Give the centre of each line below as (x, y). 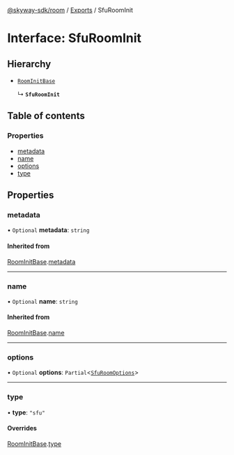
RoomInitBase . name (36, 333)
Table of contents (46, 116)
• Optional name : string (42, 301)
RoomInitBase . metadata (41, 261)
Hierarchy (29, 64)
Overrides (22, 429)
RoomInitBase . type (34, 444)
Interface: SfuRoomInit (74, 38)
